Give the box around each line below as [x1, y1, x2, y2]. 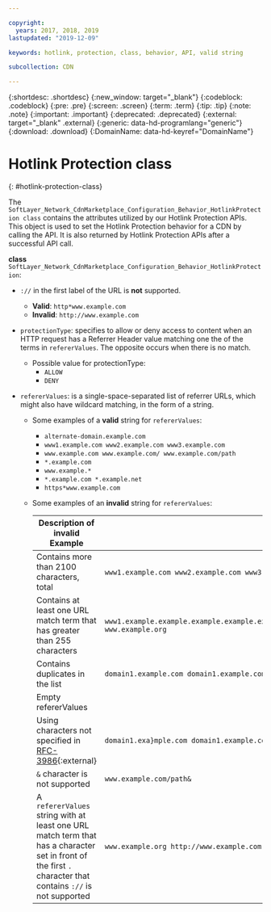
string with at [35, 809, 86, 821]
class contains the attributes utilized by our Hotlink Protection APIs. [23, 213, 248, 223]
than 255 [35, 635, 72, 646]
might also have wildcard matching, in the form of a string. [19, 400, 215, 410]
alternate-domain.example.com [44, 433, 146, 441]
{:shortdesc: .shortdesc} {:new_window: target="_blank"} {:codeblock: [8, 92, 244, 102]
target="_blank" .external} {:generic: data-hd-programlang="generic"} [8, 118, 243, 128]
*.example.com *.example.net [44, 476, 143, 484]
